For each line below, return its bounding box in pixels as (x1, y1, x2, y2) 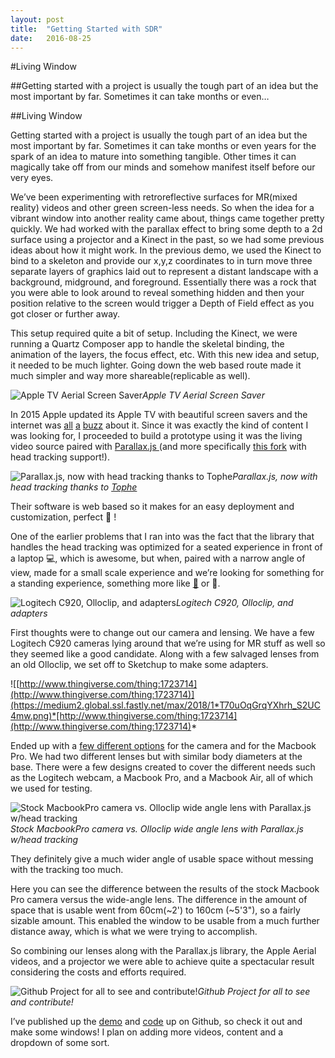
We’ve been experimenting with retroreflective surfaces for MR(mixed (10, 191, 298, 203)
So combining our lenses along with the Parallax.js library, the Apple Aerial (10, 945, 317, 957)
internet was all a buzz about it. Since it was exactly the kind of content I (10, 419, 309, 431)
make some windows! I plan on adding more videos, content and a (10, 1026, 284, 1038)
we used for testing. (10, 782, 93, 795)
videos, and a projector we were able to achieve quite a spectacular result (10, 956, 315, 968)
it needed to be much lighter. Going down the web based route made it (10, 359, 302, 371)
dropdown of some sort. (10, 1037, 110, 1049)
